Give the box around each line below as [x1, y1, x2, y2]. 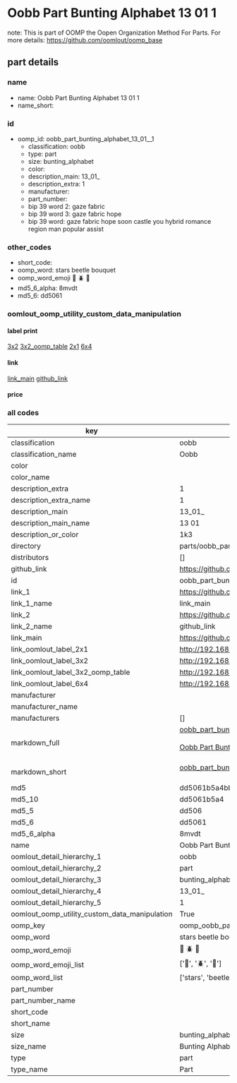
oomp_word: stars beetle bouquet [17, 266, 116, 275]
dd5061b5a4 [179, 794, 224, 804]
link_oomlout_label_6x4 [11, 679, 89, 689]
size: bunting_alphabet [28, 157, 94, 165]
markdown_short [11, 767, 67, 777]
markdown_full [11, 738, 60, 748]
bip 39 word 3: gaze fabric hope [28, 210, 122, 218]
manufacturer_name [11, 702, 78, 712]
